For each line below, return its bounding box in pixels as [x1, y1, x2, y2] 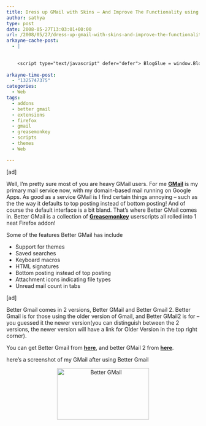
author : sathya [6, 15, 45, 21]
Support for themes [15, 243, 65, 250]
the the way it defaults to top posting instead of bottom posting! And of [6, 199, 186, 207]
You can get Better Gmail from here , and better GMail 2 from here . [6, 344, 174, 351]
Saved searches [15, 249, 56, 257]
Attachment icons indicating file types [15, 276, 112, 283]
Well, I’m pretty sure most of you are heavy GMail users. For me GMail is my [6, 180, 198, 187]
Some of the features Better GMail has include [6, 231, 123, 238]
